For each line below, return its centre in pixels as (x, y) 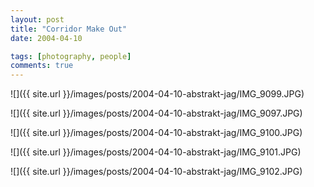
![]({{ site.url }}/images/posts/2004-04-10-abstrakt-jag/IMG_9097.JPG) (156, 113)
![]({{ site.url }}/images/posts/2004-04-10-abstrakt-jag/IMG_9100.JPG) (156, 133)
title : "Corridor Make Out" (69, 29)
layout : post (37, 19)
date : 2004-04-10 (46, 38)
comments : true (42, 66)
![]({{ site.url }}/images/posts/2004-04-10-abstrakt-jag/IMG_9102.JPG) (156, 172)
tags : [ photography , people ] (71, 56)
